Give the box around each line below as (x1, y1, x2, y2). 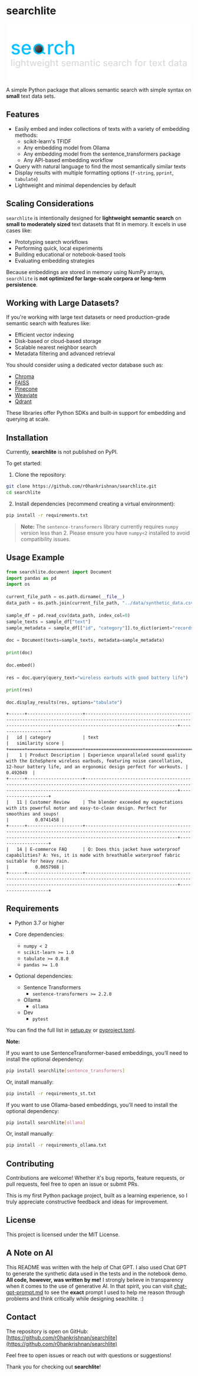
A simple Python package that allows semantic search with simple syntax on (6, 87, 192, 93)
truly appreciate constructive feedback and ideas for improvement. (6, 1198, 169, 1206)
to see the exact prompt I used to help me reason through (44, 1289, 185, 1296)
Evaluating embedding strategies (14, 257, 95, 264)
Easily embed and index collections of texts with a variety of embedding (14, 125, 190, 132)
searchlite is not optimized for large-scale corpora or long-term (6, 275, 166, 282)
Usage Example (6, 553, 65, 563)
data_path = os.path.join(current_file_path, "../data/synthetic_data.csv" (6, 600, 196, 606)
